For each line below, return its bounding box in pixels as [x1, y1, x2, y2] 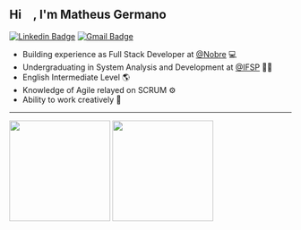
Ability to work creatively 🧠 [21, 94, 122, 105]
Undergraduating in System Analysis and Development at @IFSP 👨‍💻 [21, 62, 273, 72]
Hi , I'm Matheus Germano [9, 7, 168, 22]
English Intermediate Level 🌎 [21, 72, 131, 82]
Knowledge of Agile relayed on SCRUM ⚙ [21, 84, 176, 95]
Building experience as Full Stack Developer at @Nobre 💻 [21, 48, 237, 59]
